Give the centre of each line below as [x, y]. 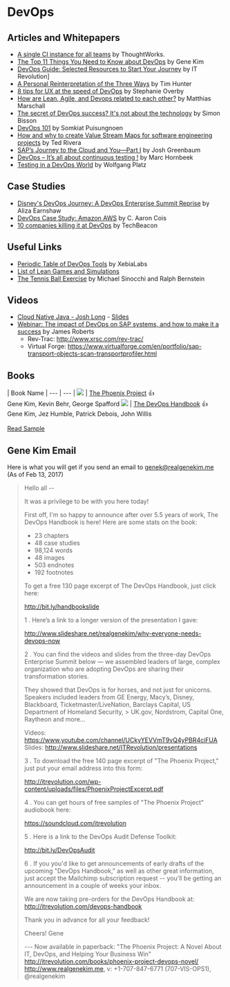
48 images [49, 558]
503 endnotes [54, 565]
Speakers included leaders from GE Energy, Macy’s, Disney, [109, 697]
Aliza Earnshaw [39, 210]
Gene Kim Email [42, 450]
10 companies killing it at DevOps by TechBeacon [87, 225]
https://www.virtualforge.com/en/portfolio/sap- [135, 347]
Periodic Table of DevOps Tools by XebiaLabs [82, 263]
